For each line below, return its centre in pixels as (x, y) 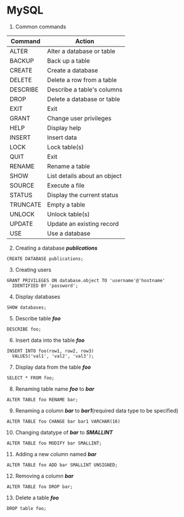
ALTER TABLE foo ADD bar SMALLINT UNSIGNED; (62, 465)
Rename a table (68, 166)
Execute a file (66, 185)
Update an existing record (83, 224)
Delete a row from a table (82, 80)
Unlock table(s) (68, 214)
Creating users (33, 270)
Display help (64, 127)
